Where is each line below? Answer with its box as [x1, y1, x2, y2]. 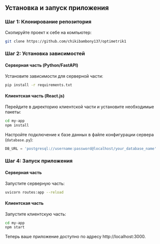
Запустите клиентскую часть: [5, 211, 66, 217]
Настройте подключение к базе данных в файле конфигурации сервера [5, 131, 154, 137]
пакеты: [5, 109, 21, 114]
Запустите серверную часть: [5, 180, 65, 186]
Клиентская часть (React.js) [5, 93, 65, 99]
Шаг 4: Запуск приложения [5, 158, 73, 164]
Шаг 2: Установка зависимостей [5, 50, 86, 57]
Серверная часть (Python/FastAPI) [5, 63, 79, 68]
